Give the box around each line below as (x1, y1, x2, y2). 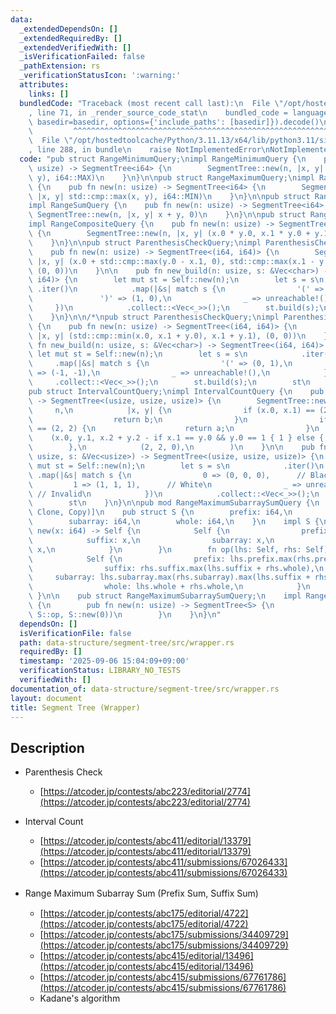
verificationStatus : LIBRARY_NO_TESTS (19, 666, 182, 676)
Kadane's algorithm (39, 992, 121, 1005)
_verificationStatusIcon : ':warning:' (19, 71, 182, 81)
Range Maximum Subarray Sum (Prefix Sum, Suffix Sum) (24, 887, 259, 900)
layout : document (10, 693, 83, 703)
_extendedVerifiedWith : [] (19, 42, 132, 53)
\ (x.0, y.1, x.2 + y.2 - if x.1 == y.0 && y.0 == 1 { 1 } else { (28, 433, 325, 443)
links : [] (28, 89, 70, 99)
